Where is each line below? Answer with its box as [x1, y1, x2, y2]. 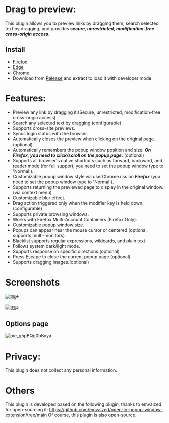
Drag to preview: [5, 4, 76, 15]
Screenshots [5, 276, 60, 288]
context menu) [21, 189, 52, 195]
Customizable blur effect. [12, 195, 66, 201]
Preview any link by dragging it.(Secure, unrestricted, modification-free [12, 109, 160, 115]
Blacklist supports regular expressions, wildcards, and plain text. [12, 238, 147, 244]
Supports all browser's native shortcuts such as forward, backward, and [12, 157, 163, 163]
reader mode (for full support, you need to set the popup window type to [12, 163, 164, 169]
